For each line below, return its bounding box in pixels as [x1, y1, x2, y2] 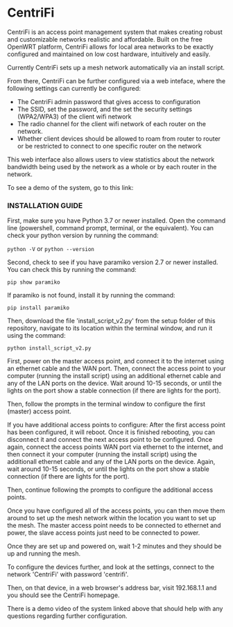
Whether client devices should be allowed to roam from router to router [17, 134, 221, 143]
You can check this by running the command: [7, 266, 137, 274]
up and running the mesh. [7, 549, 81, 558]
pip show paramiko [7, 279, 60, 286]
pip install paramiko [7, 304, 70, 311]
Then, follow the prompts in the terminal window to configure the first [7, 400, 206, 409]
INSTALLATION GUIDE [7, 200, 83, 210]
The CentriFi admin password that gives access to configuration [17, 97, 201, 105]
